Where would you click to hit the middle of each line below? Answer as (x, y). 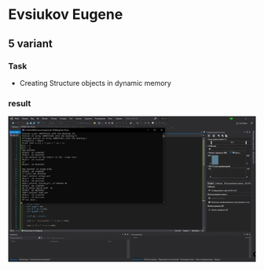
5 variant (30, 44)
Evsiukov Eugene (66, 15)
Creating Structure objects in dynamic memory (95, 83)
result (20, 103)
